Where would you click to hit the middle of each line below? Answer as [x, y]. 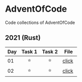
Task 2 [50, 51]
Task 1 [29, 51]
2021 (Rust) [23, 38]
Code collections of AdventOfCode [40, 22]
